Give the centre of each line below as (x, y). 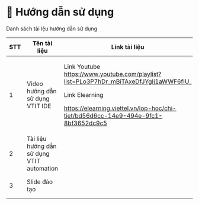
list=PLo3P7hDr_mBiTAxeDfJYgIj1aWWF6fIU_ (128, 81)
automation (42, 168)
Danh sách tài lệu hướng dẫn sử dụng (52, 29)
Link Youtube (82, 67)
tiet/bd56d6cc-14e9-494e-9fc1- (113, 115)
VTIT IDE (39, 106)
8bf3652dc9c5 (86, 123)
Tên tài (42, 43)
